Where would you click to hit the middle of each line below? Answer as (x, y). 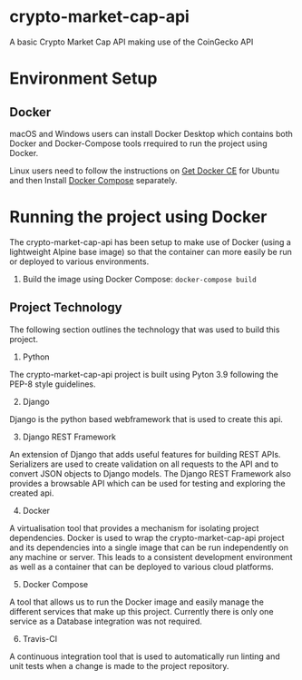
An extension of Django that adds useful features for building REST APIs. (145, 454)
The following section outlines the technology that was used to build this (145, 330)
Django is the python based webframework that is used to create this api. (146, 419)
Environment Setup (83, 79)
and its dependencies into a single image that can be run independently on (149, 547)
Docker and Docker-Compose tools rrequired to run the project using (138, 143)
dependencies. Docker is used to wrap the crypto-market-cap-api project (147, 537)
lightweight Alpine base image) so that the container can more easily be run (151, 251)
